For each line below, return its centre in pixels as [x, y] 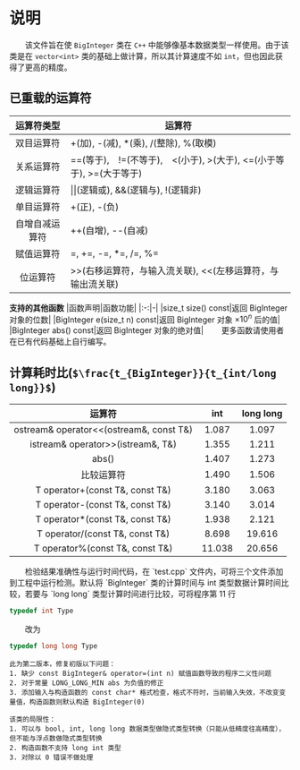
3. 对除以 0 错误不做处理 [51, 757]
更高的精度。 [48, 67]
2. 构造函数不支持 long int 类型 [66, 748]
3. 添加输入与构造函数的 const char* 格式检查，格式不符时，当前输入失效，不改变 [144, 692]
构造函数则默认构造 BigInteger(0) [87, 702]
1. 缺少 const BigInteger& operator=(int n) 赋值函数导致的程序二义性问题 [141, 673]
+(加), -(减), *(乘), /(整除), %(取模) [143, 142]
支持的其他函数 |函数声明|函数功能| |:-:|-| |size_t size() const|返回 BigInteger [149, 308]
